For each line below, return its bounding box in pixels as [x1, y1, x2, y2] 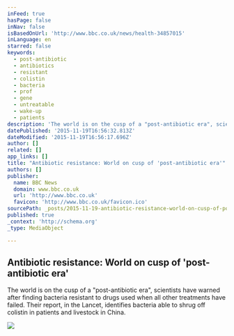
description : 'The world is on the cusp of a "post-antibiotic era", [7, 120, 214, 128]
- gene [13, 95, 33, 102]
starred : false [7, 43, 52, 50]
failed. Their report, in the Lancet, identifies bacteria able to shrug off [7, 301, 205, 309]
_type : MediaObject [7, 224, 64, 231]
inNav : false [7, 23, 45, 30]
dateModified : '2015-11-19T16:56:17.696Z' [7, 133, 132, 140]
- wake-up [13, 108, 42, 115]
